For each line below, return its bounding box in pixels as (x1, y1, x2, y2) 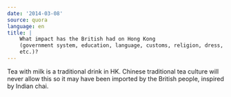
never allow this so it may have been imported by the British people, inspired (7, 74, 224, 83)
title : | (7, 29, 32, 36)
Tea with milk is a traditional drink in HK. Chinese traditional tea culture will (7, 67, 219, 76)
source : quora (7, 17, 48, 23)
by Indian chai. (7, 82, 49, 90)
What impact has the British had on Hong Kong (19, 36, 156, 43)
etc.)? (19, 49, 39, 56)
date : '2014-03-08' (7, 10, 63, 17)
